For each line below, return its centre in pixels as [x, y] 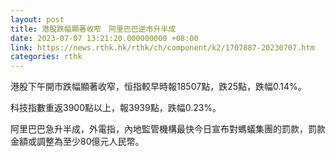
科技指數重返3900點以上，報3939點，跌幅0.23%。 [116, 108]
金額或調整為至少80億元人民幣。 [77, 142]
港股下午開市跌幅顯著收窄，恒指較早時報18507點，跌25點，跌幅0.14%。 [158, 87]
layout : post [37, 19]
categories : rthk [46, 57]
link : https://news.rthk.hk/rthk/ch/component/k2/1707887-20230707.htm [162, 47]
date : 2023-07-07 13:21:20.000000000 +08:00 [104, 38]
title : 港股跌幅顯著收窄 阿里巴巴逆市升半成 [93, 29]
